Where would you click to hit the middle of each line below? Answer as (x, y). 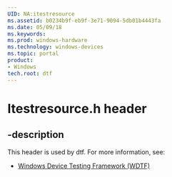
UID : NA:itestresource (41, 14)
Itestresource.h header (77, 108)
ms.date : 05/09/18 (35, 27)
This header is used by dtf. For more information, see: (86, 152)
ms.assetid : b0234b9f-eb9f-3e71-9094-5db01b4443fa (84, 21)
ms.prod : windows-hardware (47, 41)
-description (36, 135)
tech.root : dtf (30, 73)
